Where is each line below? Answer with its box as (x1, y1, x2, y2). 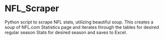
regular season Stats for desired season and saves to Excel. (4, 29, 127, 35)
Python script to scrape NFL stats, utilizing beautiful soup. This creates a (4, 19, 154, 25)
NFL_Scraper (4, 3, 59, 14)
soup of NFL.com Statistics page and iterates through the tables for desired (4, 24, 160, 30)
